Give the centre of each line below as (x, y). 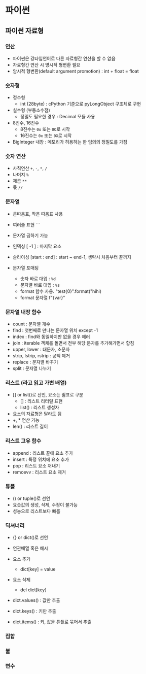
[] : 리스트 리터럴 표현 (41, 401)
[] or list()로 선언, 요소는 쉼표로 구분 (48, 395)
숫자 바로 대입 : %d (38, 278)
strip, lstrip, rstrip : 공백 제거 (41, 356)
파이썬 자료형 (25, 31)
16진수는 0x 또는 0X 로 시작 (46, 136)
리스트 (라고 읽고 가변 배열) (36, 383)
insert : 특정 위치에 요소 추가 (41, 459)
